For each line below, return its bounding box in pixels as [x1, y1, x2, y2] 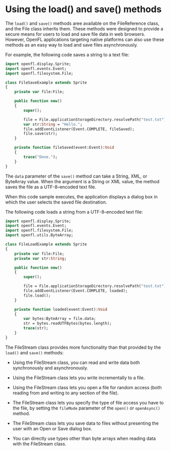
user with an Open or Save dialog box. [12, 425, 93, 431]
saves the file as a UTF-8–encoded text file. [5, 184, 96, 190]
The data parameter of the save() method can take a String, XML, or [5, 173, 148, 179]
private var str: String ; [14, 256, 67, 261]
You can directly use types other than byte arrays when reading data [12, 435, 156, 441]
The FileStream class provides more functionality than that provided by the [5, 344, 161, 350]
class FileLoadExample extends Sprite [5, 242, 87, 247]
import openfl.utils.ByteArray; [5, 233, 73, 238]
